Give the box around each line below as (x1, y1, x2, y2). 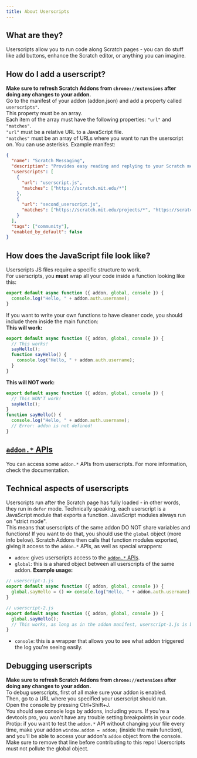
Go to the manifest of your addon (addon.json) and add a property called (6, 98, 182, 105)
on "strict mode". (6, 518, 47, 525)
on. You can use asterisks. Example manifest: (6, 141, 116, 148)
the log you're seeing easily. (14, 644, 83, 651)
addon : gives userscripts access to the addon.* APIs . (14, 554, 140, 561)
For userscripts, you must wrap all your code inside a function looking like (6, 273, 185, 280)
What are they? (6, 31, 63, 41)
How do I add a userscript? (6, 69, 106, 79)
